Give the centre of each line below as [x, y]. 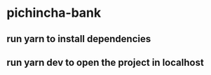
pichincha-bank [54, 13]
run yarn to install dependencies [79, 39]
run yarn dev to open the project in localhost [105, 62]
